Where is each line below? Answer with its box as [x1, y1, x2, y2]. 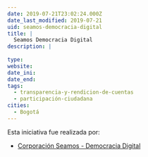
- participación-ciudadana [13, 96, 93, 103]
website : [7, 63, 33, 70]
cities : [7, 102, 30, 109]
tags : [7, 82, 23, 89]
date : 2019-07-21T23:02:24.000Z [7, 10, 102, 18]
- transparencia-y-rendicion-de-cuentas [13, 89, 134, 96]
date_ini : [7, 69, 37, 76]
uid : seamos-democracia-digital [7, 23, 102, 30]
